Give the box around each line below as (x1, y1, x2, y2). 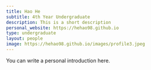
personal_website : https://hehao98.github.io (6, 24, 119, 31)
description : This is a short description (6, 19, 111, 25)
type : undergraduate (6, 30, 57, 36)
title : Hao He (6, 8, 41, 15)
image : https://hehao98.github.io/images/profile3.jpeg (6, 41, 145, 47)
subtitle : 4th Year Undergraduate (6, 14, 91, 20)
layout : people (6, 36, 43, 41)
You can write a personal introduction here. (6, 57, 110, 64)
